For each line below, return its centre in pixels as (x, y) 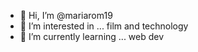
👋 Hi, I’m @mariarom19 (66, 15)
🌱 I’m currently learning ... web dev (92, 36)
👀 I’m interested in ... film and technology (104, 26)
